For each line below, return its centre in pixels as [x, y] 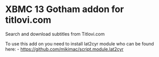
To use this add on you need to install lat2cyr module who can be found [79, 43]
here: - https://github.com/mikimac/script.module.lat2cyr [64, 49]
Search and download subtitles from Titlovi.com [55, 34]
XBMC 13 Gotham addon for [65, 9]
